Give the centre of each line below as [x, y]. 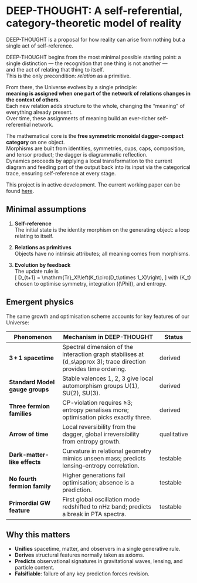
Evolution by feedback [43, 265]
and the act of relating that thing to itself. [55, 69]
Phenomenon [33, 337]
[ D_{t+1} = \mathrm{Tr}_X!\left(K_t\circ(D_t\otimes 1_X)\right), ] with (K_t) [103, 277]
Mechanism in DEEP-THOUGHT [108, 337]
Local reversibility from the [99, 426]
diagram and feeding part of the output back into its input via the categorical [98, 167]
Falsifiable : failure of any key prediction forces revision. [82, 574]
